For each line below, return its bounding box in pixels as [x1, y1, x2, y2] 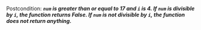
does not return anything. [6, 18, 72, 24]
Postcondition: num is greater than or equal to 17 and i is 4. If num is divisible [6, 5, 195, 12]
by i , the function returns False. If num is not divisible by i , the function [6, 11, 185, 18]
